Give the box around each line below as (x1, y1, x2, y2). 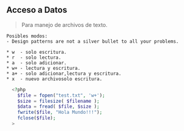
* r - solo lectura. (6, 54, 62, 61)
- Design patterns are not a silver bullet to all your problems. (6, 38, 179, 45)
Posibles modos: (6, 33, 48, 39)
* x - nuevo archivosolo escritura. (6, 76, 103, 82)
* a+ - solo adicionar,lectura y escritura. (6, 70, 122, 77)
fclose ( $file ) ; (17, 115, 56, 121)
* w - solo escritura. (6, 49, 67, 55)
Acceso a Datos (6, 5, 67, 15)
